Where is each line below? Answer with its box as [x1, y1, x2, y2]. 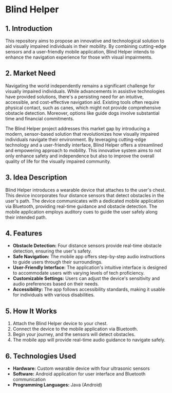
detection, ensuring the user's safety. [12, 248, 92, 254]
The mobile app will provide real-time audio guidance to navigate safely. [12, 337, 166, 343]
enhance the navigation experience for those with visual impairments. [5, 54, 153, 60]
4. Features [5, 229, 43, 238]
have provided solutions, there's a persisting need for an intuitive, [5, 94, 144, 100]
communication [12, 377, 46, 383]
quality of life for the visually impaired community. [5, 158, 111, 164]
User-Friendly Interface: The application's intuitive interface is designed [12, 264, 167, 271]
